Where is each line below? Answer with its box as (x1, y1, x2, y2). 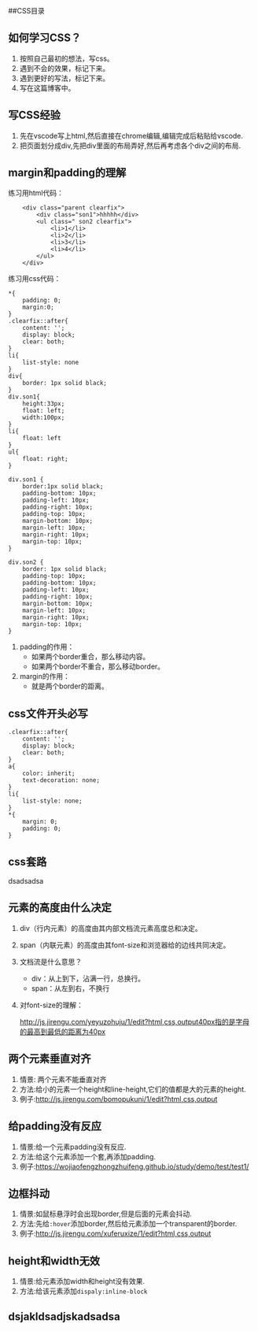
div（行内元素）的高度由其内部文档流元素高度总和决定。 (19, 923, 202, 932)
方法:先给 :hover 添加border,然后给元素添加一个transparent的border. (19, 1219, 238, 1229)
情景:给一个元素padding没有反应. (19, 1142, 127, 1151)
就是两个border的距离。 (31, 681, 109, 691)
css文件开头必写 (8, 706, 88, 720)
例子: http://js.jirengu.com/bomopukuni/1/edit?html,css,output (19, 1094, 218, 1103)
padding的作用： (19, 642, 75, 651)
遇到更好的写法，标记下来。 (19, 73, 110, 83)
